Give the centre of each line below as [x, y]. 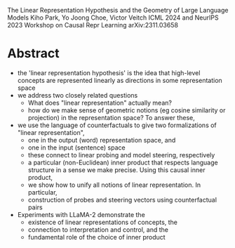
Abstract [33, 54]
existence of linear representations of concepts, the [102, 222]
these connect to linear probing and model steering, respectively [121, 155]
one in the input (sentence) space [76, 148]
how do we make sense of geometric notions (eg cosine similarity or [127, 110]
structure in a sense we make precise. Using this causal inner [116, 170]
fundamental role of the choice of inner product [97, 237]
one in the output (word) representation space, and [102, 140]
